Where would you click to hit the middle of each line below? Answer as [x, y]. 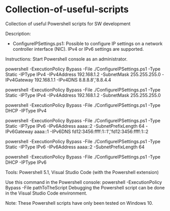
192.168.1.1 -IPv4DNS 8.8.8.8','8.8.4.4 [73, 80]
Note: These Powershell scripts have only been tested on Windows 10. [79, 203]
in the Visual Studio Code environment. [46, 193]
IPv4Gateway [19, 80]
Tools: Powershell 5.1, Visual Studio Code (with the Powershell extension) [82, 172]
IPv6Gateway [19, 131]
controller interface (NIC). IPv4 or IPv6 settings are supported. [78, 49]
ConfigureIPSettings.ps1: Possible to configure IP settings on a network [88, 43]
